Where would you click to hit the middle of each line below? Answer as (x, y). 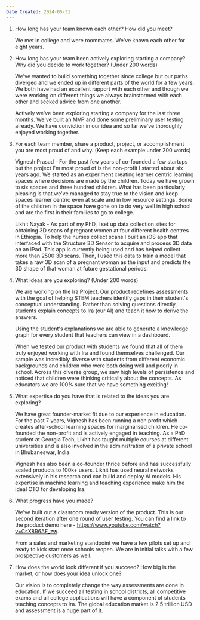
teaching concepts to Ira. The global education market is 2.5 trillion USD (103, 604)
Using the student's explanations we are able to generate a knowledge (101, 329)
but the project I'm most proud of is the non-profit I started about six (99, 168)
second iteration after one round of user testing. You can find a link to (100, 518)
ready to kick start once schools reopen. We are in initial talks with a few (104, 549)
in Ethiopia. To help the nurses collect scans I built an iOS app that (96, 237)
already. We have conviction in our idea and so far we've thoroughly (99, 125)
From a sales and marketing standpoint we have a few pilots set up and (102, 543)
